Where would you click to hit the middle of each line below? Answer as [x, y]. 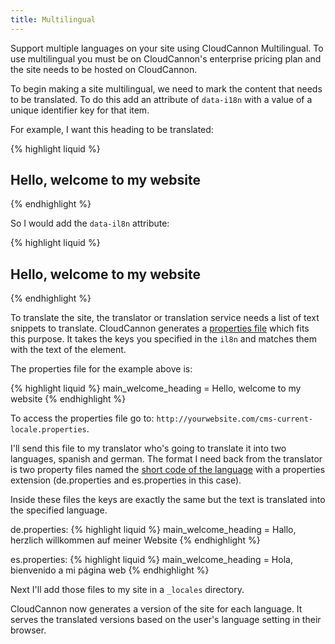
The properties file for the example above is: [101, 369]
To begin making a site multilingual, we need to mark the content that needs [166, 88]
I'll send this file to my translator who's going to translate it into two [148, 448]
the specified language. [59, 510]
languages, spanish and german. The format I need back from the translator [166, 459]
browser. [28, 630]
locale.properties [48, 430]
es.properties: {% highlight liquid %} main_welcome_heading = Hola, [151, 560]
